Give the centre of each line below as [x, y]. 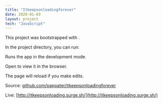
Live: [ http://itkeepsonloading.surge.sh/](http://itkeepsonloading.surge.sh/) [81, 95]
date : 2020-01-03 [23, 14]
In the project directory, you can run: [42, 47]
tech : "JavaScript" [25, 24]
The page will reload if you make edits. [44, 76]
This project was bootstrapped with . [42, 38]
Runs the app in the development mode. [46, 57]
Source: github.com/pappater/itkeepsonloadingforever [61, 86]
